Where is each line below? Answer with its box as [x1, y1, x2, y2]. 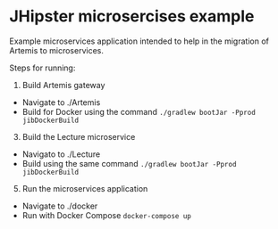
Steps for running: [9, 62, 76, 73]
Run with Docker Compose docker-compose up [21, 209, 192, 220]
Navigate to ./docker [21, 200, 98, 211]
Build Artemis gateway [21, 79, 105, 90]
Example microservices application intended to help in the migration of [9, 36, 270, 46]
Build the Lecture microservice [21, 131, 136, 142]
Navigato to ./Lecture [21, 149, 101, 159]
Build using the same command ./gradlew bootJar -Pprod [21, 158, 237, 168]
